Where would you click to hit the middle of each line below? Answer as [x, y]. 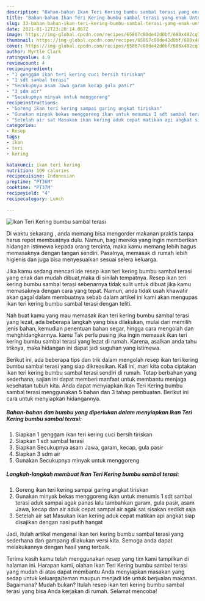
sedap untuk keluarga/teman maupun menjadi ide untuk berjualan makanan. [102, 578]
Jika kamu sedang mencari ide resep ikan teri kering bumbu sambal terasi [99, 271]
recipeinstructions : [33, 103]
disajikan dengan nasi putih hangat [59, 522]
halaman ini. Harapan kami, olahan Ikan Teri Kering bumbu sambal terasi [97, 565]
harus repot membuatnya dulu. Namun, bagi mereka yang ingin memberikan [102, 240]
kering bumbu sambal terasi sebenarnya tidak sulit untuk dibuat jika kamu [99, 284]
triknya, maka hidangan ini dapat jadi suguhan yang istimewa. [84, 348]
